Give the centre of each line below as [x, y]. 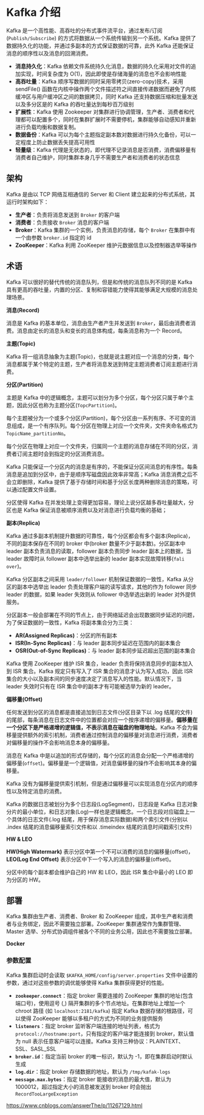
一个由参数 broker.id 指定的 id [53, 237]
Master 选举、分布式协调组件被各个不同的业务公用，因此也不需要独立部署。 [101, 931]
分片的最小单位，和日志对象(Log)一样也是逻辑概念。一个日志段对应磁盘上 [98, 812]
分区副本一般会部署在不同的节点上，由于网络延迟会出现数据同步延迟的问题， [102, 615]
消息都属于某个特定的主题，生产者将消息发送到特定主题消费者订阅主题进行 [99, 364]
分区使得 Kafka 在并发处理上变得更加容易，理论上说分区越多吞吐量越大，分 [100, 502]
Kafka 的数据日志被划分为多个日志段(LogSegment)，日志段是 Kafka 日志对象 [102, 804]
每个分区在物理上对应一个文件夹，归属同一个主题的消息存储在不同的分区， [99, 446]
